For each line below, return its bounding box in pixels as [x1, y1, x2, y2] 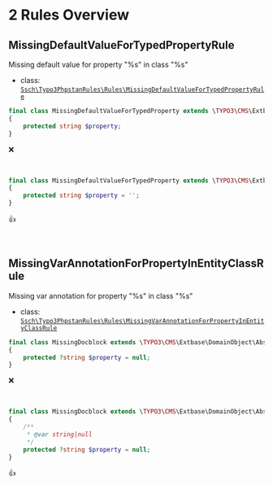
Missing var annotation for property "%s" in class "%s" [8, 291, 193, 300]
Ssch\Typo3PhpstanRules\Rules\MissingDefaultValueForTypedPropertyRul [19, 85, 265, 94]
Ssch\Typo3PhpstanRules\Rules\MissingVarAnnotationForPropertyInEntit [19, 317, 265, 325]
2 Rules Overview [8, 6, 130, 24]
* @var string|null [26, 430, 93, 439]
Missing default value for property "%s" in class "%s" [8, 59, 188, 69]
